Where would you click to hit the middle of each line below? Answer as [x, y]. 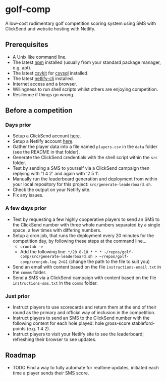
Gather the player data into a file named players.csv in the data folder [85, 147]
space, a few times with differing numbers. [57, 230]
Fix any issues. [28, 195]
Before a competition [39, 111]
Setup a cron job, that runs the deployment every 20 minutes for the [83, 235]
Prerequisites [27, 45]
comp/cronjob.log [38, 262]
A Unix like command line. [40, 57]
